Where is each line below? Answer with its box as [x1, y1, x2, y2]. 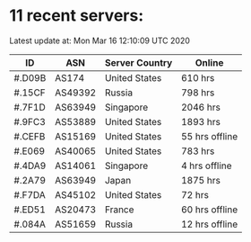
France [104, 203, 134, 216]
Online [195, 56, 224, 68]
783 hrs [180, 145, 215, 157]
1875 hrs [180, 174, 221, 186]
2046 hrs [180, 101, 221, 113]
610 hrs [180, 71, 215, 84]
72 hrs [180, 188, 209, 201]
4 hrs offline [180, 159, 232, 172]
